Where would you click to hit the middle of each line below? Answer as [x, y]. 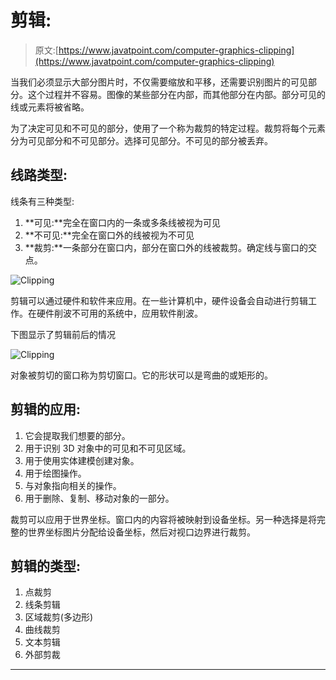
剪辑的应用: [46, 409]
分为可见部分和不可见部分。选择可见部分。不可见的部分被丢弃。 [141, 140]
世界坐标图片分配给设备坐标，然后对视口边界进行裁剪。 [141, 532]
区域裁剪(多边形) [59, 617]
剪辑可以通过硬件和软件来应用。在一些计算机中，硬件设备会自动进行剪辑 [159, 300]
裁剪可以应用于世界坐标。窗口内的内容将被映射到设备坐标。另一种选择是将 [163, 519]
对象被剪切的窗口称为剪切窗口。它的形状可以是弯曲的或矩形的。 [141, 375]
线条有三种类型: [42, 201]
